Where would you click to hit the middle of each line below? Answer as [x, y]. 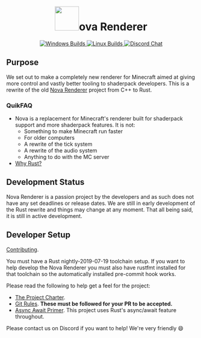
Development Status [45, 182]
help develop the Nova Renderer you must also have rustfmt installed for [96, 268]
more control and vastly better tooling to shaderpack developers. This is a [98, 83]
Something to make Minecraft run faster [73, 131]
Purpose [23, 62]
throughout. [29, 316]
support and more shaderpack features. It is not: [75, 125]
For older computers [49, 138]
